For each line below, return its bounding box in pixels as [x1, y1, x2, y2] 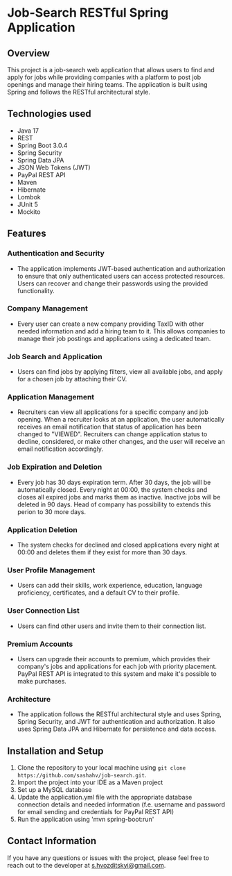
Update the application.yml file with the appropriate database [17, 793, 193, 801]
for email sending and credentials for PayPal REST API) [17, 807, 175, 816]
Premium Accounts [7, 639, 73, 649]
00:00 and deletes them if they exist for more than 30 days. [17, 547, 188, 556]
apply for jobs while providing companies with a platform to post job [7, 73, 202, 81]
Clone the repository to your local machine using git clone [17, 763, 186, 772]
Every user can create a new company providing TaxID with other [17, 320, 204, 328]
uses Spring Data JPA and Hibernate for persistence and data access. [17, 725, 217, 734]
